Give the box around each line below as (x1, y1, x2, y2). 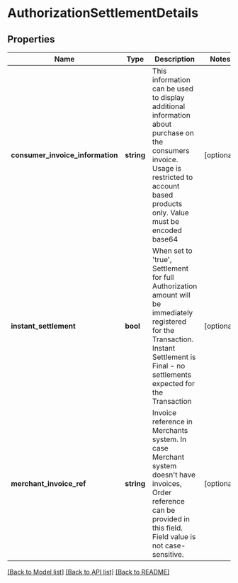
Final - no (152, 361, 186, 370)
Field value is (152, 532, 196, 541)
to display (152, 93, 185, 102)
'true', (152, 255, 172, 264)
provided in (152, 514, 190, 523)
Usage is (152, 164, 182, 173)
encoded (152, 225, 182, 235)
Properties (7, 33, 55, 45)
